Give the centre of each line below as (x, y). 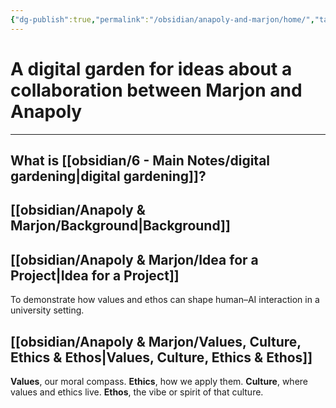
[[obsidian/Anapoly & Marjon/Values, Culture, (156, 341)
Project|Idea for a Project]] (95, 275)
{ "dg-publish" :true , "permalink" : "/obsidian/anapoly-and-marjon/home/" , (162, 19)
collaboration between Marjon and (156, 90)
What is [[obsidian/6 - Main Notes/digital (140, 160)
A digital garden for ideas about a (151, 68)
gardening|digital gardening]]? (108, 176)
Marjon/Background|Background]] (120, 226)
